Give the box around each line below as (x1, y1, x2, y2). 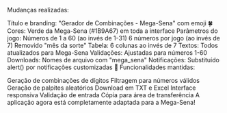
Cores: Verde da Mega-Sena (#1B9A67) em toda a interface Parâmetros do (7, 27, 218, 35)
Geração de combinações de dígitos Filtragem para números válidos (7, 77, 200, 84)
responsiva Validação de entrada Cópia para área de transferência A (7, 91, 200, 99)
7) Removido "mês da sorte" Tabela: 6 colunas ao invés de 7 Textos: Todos (7, 41, 219, 49)
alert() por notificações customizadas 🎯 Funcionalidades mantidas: (7, 63, 196, 71)
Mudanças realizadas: (7, 6, 70, 14)
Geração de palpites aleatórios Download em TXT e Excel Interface (7, 84, 196, 92)
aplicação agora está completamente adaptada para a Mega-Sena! (7, 99, 196, 106)
